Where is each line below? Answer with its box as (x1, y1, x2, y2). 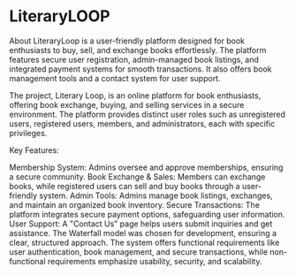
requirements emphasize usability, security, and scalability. (47, 256, 262, 266)
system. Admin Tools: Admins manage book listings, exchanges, (39, 190, 273, 201)
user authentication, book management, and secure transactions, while (9, 246, 268, 257)
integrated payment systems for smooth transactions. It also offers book (9, 64, 272, 74)
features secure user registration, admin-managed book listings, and (9, 54, 259, 65)
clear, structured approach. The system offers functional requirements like (9, 237, 280, 248)
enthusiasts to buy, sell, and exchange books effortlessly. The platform (9, 44, 267, 55)
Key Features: (9, 144, 59, 156)
